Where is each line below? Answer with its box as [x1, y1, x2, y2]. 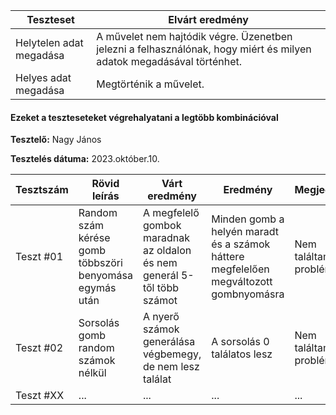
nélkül [78, 366, 107, 380]
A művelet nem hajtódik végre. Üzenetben [96, 30, 293, 43]
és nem [142, 256, 178, 270]
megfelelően [211, 262, 270, 276]
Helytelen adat [15, 36, 84, 49]
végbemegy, [142, 347, 202, 361]
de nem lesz [142, 360, 200, 374]
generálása [142, 335, 196, 349]
